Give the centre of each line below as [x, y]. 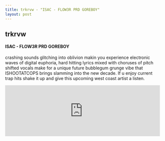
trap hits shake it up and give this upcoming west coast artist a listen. [75, 79]
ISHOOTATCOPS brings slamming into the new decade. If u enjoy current [79, 73]
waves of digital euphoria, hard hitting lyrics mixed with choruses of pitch [79, 63]
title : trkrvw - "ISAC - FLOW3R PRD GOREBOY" [52, 10]
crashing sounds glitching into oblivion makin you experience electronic [78, 57]
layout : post [18, 14]
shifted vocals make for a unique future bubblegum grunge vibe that [74, 68]
